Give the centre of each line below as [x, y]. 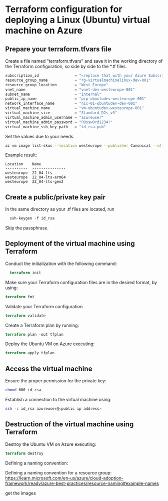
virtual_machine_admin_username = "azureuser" [54, 117]
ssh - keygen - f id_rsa [32, 218]
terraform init [25, 273]
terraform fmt [20, 297]
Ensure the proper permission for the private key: [56, 381]
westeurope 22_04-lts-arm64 [35, 177]
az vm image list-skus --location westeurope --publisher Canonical [78, 146]
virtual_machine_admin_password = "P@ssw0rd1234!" [59, 122]
